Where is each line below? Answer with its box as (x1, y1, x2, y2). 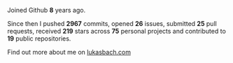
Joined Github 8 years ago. (7, 6, 86, 14)
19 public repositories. (7, 34, 71, 43)
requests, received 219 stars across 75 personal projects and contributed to (7, 27, 226, 35)
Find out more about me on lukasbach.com (7, 48, 132, 56)
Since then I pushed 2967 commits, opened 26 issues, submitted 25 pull (7, 20, 217, 27)
